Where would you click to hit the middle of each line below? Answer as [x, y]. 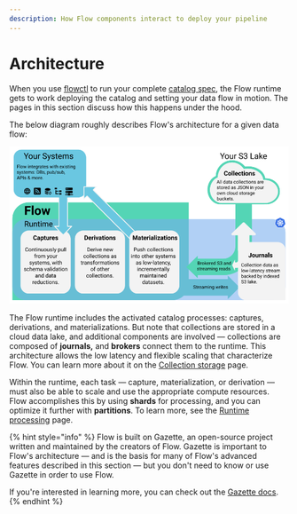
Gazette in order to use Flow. [62, 475]
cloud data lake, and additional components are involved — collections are [145, 336]
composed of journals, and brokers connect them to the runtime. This [138, 346]
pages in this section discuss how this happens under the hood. [125, 107]
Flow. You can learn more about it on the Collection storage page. [129, 365]
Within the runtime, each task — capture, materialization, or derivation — [142, 383]
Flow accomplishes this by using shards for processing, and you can [135, 401]
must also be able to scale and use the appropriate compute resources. [140, 391]
